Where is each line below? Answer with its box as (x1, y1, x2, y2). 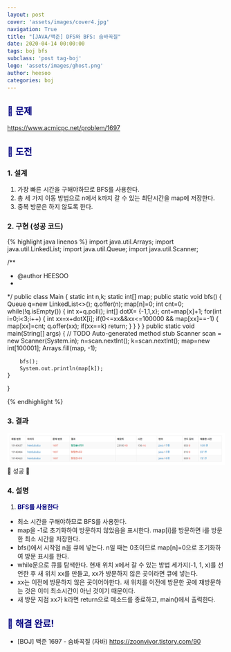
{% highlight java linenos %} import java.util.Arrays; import (7, 237, 174, 246)
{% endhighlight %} (7, 398, 64, 406)
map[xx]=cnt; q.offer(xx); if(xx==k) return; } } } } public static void (7, 322, 195, 330)
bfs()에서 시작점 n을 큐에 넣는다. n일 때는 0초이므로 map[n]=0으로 (17, 543, 197, 552)
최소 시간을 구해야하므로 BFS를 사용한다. (17, 518, 127, 526)
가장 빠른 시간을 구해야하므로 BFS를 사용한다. (17, 185, 140, 193)
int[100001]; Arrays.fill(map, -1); (7, 344, 98, 352)
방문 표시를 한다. (24, 552, 69, 561)
